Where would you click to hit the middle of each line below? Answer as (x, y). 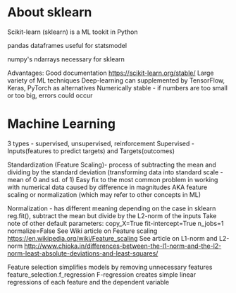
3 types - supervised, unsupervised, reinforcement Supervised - (101, 143)
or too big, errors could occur (50, 95)
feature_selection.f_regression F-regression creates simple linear (101, 274)
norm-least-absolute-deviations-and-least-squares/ (83, 253)
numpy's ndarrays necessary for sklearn (66, 59)
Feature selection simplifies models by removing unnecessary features (110, 267)
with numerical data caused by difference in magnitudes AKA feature (107, 187)
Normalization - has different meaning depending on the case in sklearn (112, 208)
